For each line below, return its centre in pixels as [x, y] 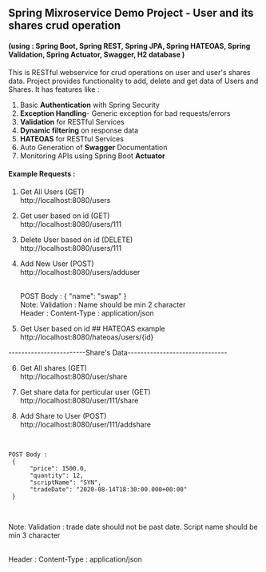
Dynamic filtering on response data [79, 130]
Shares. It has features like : [54, 89]
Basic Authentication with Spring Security [89, 105]
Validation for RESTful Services [72, 121]
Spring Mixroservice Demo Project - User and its [131, 13]
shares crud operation [65, 26]
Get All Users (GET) [52, 192]
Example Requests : [42, 174]
